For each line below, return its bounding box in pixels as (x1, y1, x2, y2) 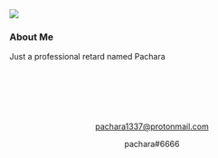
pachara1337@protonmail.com (94, 121, 210, 132)
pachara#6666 (124, 139, 180, 150)
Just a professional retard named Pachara (9, 51, 166, 62)
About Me (9, 31, 54, 43)
